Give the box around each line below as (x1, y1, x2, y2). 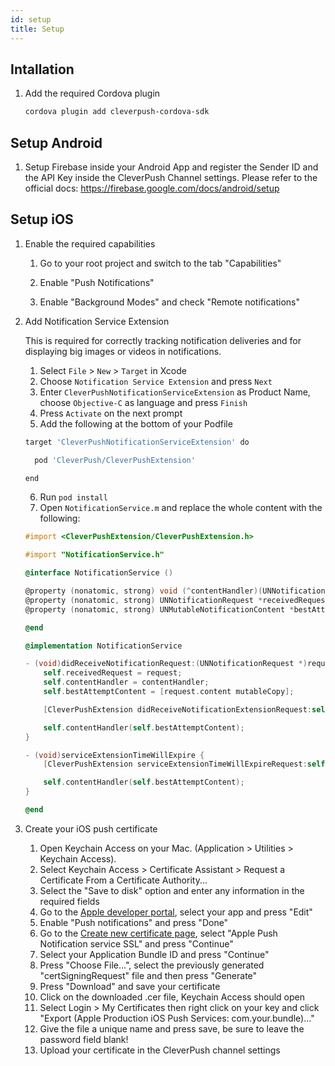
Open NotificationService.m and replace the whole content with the (39, 502, 323, 514)
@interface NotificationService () (24, 568, 174, 578)
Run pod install (39, 491, 108, 503)
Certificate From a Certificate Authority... (39, 874, 208, 886)
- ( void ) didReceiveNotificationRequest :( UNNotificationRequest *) (24, 659, 308, 669)
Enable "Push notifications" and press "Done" (39, 916, 229, 928)
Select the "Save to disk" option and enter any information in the (39, 884, 305, 896)
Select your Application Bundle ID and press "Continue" (39, 948, 270, 960)
